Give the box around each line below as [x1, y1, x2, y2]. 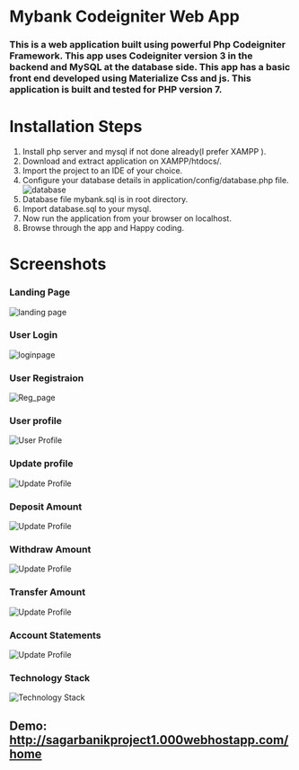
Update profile [9, 457, 74, 470]
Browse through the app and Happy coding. [22, 223, 185, 234]
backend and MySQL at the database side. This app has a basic [9, 61, 291, 74]
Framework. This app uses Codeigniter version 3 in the [9, 49, 253, 62]
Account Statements [9, 629, 101, 642]
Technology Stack [9, 671, 91, 684]
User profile [9, 415, 63, 428]
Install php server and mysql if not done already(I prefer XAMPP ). [22, 146, 267, 157]
